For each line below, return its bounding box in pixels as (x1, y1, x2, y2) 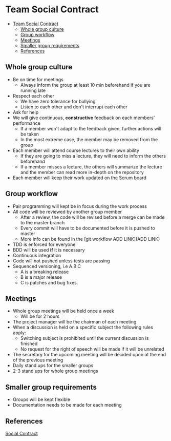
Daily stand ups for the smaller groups (12, 362, 94, 369)
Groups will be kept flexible (12, 396, 71, 402)
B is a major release (20, 274, 62, 280)
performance (12, 120, 41, 126)
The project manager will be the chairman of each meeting (12, 319, 137, 325)
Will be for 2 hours (20, 313, 60, 319)
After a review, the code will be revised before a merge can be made (20, 214, 165, 220)
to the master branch (20, 219, 65, 225)
